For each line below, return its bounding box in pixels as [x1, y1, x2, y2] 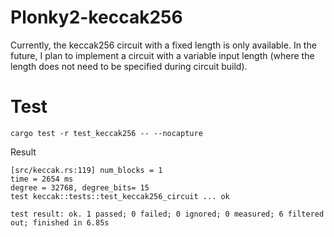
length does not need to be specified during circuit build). [10, 60, 248, 72]
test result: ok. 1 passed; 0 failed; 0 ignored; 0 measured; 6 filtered [10, 209, 325, 219]
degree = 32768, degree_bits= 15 [10, 182, 150, 193]
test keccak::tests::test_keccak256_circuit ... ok [10, 191, 230, 201]
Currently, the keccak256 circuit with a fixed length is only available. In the [10, 39, 317, 51]
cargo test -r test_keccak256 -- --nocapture [10, 128, 203, 138]
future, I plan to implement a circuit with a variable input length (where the [10, 49, 315, 61]
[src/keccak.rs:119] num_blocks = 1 [10, 165, 163, 175]
